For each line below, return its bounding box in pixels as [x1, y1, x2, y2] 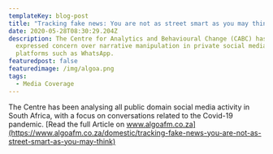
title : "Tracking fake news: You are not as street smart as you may [8, 19, 249, 28]
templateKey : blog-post [8, 11, 89, 20]
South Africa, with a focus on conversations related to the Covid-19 [8, 110, 233, 120]
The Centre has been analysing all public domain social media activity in [8, 102, 250, 112]
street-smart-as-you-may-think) [8, 136, 116, 146]
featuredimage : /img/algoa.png [8, 65, 115, 73]
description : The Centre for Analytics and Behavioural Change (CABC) [8, 34, 253, 43]
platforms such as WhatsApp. [15, 49, 115, 58]
